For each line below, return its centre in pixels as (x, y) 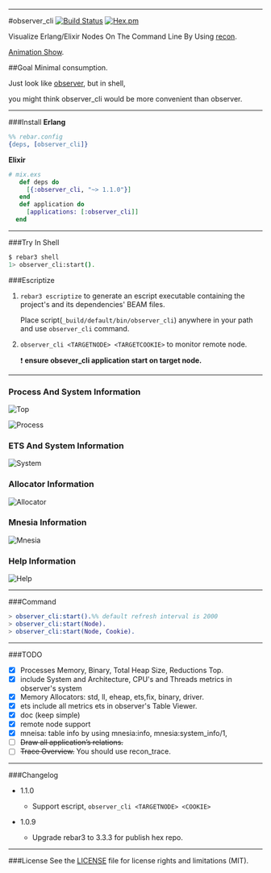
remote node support (55, 724)
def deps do (39, 182)
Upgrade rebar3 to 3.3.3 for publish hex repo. (108, 838)
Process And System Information (75, 392)
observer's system (51, 688)
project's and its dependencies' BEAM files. (92, 304)
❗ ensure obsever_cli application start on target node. (111, 360)
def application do (52, 205)
